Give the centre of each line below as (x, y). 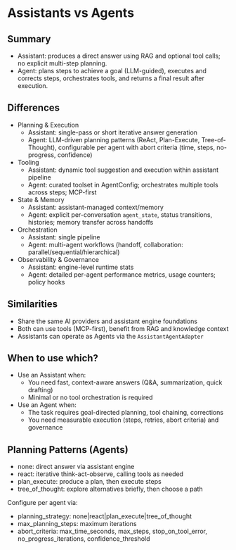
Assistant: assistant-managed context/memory (96, 207)
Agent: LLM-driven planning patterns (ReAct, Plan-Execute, (114, 139)
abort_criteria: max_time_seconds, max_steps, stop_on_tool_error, (112, 531)
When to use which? (53, 358)
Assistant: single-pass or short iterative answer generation (113, 132)
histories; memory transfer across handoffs (91, 222)
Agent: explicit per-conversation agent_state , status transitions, (120, 214)
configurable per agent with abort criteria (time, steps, (137, 147)
